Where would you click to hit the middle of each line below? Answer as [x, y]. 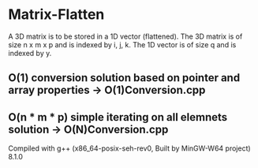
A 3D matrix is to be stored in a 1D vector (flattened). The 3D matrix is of [125, 36]
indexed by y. [30, 53]
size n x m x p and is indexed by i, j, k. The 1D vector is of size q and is [122, 44]
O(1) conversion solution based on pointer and [124, 78]
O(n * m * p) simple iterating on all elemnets [118, 117]
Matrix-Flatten [56, 15]
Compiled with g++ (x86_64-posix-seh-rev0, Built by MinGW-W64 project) [129, 148]
